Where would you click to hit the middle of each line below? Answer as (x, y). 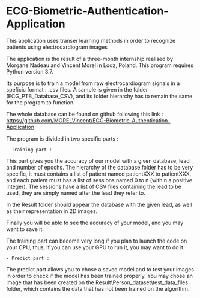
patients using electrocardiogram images (57, 47)
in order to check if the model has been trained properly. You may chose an (100, 276)
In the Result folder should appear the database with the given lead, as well (99, 204)
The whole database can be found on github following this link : (85, 114)
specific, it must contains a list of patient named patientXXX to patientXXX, (99, 174)
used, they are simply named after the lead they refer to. (76, 193)
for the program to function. (41, 102)
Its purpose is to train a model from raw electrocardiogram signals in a (93, 83)
